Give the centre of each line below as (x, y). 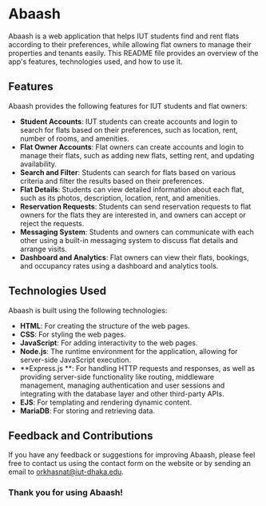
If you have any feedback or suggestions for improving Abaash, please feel (132, 455)
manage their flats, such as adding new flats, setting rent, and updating (137, 155)
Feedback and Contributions (81, 435)
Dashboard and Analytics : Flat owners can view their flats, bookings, (134, 257)
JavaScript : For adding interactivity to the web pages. (109, 343)
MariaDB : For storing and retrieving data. (87, 410)
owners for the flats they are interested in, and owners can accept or (133, 215)
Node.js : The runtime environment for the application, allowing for (129, 351)
